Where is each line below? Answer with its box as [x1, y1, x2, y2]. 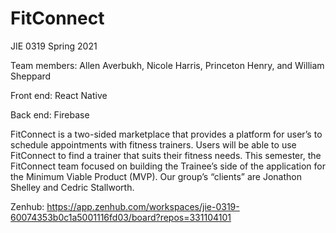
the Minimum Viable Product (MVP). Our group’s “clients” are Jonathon [10, 170, 302, 182]
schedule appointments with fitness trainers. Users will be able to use [10, 138, 297, 151]
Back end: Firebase [10, 108, 90, 121]
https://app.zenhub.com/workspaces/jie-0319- [46, 200, 240, 212]
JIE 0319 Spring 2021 [10, 40, 98, 52]
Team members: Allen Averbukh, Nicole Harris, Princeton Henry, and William [10, 59, 325, 71]
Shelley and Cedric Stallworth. [10, 181, 135, 193]
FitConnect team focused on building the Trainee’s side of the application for [10, 160, 326, 172]
